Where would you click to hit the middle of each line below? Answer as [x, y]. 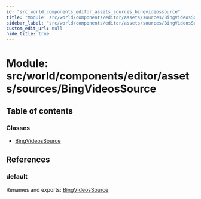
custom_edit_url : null [34, 28]
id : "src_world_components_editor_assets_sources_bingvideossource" [93, 12]
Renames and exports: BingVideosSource [57, 189]
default [17, 177]
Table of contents [39, 111]
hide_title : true [28, 34]
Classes [18, 128]
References [28, 160]
